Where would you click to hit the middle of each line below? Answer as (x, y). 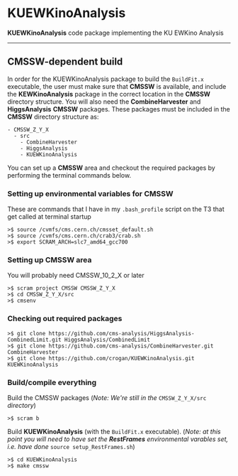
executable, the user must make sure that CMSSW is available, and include (117, 86)
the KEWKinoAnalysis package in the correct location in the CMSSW (109, 94)
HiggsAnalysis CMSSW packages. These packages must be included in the (119, 109)
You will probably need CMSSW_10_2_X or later (76, 276)
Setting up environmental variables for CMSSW (90, 193)
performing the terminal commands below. (69, 175)
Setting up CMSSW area (50, 259)
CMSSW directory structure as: (53, 117)
